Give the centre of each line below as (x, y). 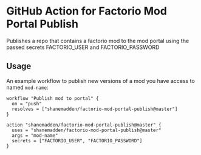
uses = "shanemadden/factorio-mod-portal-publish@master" (87, 130)
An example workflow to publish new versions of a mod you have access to (101, 81)
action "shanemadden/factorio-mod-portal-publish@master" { (84, 125)
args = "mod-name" (35, 135)
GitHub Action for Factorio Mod (87, 11)
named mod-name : (27, 87)
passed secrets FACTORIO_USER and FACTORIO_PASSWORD (83, 47)
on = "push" (27, 104)
